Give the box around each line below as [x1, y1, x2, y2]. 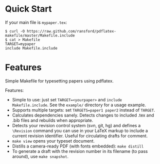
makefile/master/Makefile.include [5, 33, 75, 38]
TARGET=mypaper [5, 41, 36, 47]
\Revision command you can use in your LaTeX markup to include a [12, 128, 148, 133]
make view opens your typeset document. [12, 138, 95, 144]
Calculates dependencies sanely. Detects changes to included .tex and [12, 112, 154, 118]
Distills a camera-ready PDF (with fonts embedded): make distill [12, 143, 144, 149]
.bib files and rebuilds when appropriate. [12, 117, 93, 123]
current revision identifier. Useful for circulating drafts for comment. [12, 132, 148, 139]
